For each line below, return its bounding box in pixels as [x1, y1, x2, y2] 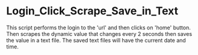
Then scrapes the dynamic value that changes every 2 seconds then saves [6, 30, 193, 37]
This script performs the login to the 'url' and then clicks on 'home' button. [6, 24, 191, 31]
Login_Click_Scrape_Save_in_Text [6, 4, 179, 18]
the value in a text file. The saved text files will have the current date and [6, 36, 187, 44]
